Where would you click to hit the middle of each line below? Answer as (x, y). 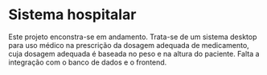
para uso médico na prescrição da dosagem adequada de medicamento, (129, 45)
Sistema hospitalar (72, 15)
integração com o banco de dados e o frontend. (88, 62)
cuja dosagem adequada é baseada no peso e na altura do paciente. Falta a (134, 53)
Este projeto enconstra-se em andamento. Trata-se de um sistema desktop (133, 37)
